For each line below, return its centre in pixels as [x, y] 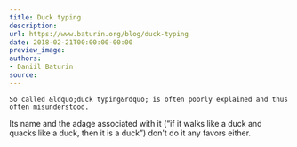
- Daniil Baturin [41, 67]
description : [33, 26]
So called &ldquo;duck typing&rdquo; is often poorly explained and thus [149, 99]
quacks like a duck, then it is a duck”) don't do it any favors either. [130, 133]
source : [24, 75]
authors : [25, 58]
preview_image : [37, 50]
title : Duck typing [45, 17]
